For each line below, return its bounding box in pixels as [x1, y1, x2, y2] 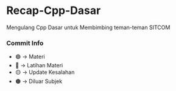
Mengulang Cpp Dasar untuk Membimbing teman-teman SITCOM [6, 24, 171, 31]
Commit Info [6, 39, 44, 47]
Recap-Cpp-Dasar [6, 4, 101, 18]
